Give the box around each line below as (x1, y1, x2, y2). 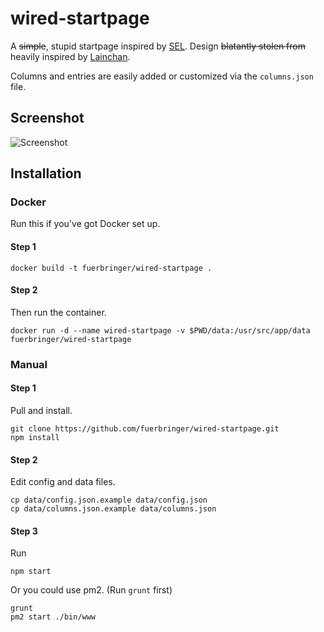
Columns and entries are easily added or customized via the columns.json (10, 70, 314, 82)
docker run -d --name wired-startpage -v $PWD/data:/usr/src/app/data (10, 325, 311, 336)
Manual (10, 357, 48, 371)
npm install (10, 432, 60, 442)
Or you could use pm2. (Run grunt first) (10, 584, 173, 596)
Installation (10, 165, 82, 182)
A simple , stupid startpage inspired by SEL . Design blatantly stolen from (10, 40, 306, 52)
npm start (10, 567, 52, 577)
